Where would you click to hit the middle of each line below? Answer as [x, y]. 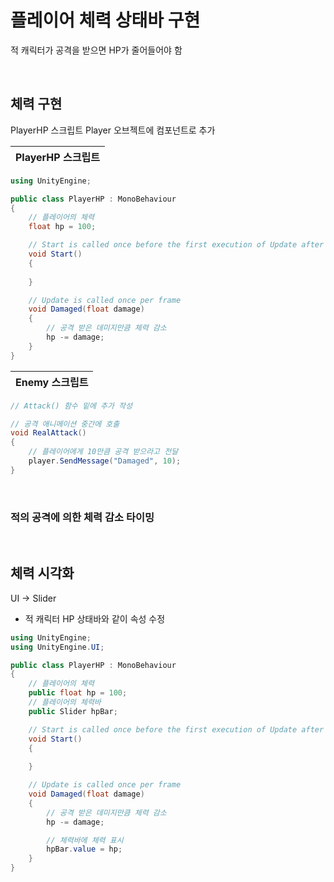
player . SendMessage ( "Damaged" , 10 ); [105, 461]
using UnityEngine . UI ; [57, 647]
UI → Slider [33, 598]
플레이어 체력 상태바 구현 [105, 20]
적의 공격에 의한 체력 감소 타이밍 [82, 517]
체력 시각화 [42, 573]
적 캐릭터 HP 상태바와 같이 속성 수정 [95, 618]
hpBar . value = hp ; [84, 849]
